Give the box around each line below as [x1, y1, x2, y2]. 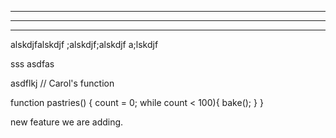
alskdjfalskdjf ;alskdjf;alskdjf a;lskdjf [10, 39, 159, 50]
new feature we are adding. [10, 116, 124, 128]
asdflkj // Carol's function [10, 77, 115, 89]
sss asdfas [10, 58, 55, 70]
